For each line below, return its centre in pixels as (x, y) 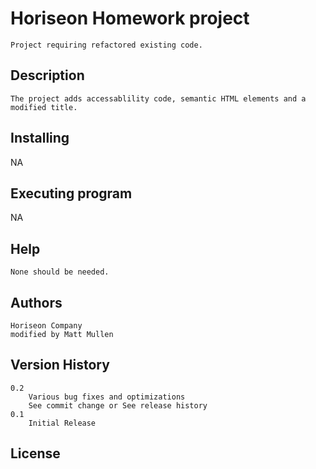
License (35, 453)
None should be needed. (60, 272)
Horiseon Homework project (130, 18)
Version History (60, 365)
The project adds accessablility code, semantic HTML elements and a (158, 98)
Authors (36, 302)
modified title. (44, 107)
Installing (40, 138)
